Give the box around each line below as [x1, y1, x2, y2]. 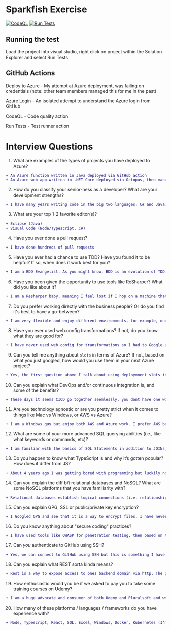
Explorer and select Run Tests [6, 54, 68, 60]
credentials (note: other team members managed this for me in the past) [6, 88, 157, 94]
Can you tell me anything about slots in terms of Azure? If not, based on [13, 352, 165, 358]
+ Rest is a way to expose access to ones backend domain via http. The [6, 571, 163, 577]
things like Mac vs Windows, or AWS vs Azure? [13, 412, 112, 418]
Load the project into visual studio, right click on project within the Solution [6, 48, 162, 54]
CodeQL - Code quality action [6, 113, 69, 119]
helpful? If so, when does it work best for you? [13, 259, 111, 265]
